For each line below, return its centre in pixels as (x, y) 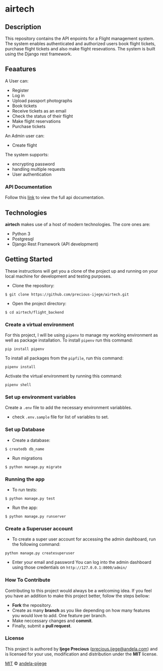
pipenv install (20, 367)
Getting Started (29, 259)
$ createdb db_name (25, 449)
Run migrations (27, 458)
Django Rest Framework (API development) (55, 244)
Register (20, 90)
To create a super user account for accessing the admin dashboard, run (84, 539)
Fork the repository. (32, 605)
